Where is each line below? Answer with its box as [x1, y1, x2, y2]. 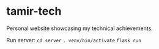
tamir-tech [6, 4, 62, 18]
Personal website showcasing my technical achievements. [6, 24, 153, 32]
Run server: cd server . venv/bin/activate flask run [6, 36, 142, 43]
